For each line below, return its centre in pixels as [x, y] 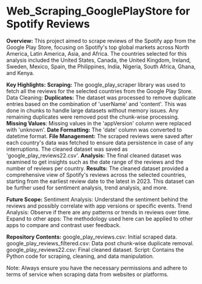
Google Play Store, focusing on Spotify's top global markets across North [98, 47]
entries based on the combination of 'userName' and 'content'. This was [96, 104]
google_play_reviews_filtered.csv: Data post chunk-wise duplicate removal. [100, 243]
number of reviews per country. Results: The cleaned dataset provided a [97, 168]
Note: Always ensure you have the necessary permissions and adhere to [97, 268]
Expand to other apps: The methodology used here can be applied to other [100, 219]
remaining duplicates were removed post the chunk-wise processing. [93, 117]
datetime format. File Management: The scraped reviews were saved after [99, 136]
